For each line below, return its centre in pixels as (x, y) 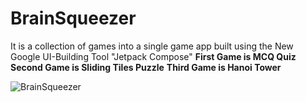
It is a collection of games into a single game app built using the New (152, 46)
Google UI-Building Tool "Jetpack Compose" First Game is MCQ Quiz (153, 56)
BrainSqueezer (73, 18)
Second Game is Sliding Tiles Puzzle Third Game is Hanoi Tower (146, 67)
